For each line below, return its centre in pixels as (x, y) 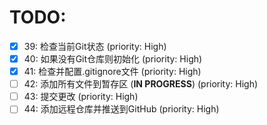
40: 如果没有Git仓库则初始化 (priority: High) (113, 59)
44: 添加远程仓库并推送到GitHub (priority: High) (121, 109)
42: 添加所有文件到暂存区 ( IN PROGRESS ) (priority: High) (141, 84)
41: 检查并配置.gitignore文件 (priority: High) (112, 72)
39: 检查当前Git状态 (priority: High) (95, 46)
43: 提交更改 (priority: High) (81, 97)
